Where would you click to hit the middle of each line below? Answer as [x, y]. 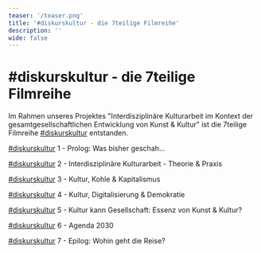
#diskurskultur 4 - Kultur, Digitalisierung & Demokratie [97, 195]
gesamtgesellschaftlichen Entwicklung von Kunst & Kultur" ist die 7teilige [128, 125]
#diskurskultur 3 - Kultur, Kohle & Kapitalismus [84, 179]
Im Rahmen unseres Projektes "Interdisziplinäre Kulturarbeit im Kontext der [130, 116]
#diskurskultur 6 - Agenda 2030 [61, 226]
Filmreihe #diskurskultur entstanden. [68, 133]
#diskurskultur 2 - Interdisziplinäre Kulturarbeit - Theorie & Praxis [115, 164]
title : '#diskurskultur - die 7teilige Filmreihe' [94, 23]
